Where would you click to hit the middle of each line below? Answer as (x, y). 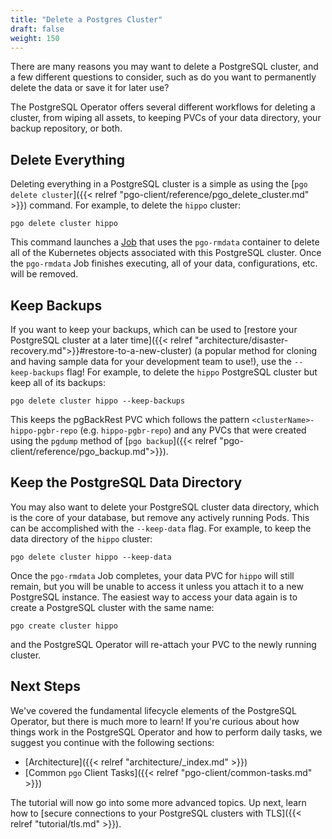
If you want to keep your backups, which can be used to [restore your (154, 329)
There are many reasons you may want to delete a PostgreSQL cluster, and (164, 67)
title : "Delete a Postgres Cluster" (86, 19)
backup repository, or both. (66, 128)
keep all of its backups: (58, 382)
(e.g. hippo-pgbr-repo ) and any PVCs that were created (193, 430)
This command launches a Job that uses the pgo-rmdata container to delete (165, 242)
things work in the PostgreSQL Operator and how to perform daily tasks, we (166, 732)
